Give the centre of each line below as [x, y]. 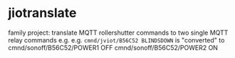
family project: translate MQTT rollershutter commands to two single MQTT [118, 33]
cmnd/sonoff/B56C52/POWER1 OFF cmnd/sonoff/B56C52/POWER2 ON [113, 47]
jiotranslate [42, 13]
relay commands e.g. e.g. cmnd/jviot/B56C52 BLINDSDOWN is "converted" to [116, 40]
